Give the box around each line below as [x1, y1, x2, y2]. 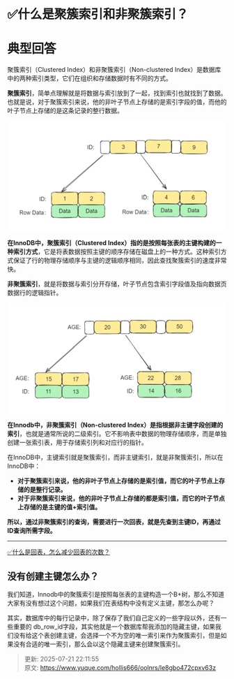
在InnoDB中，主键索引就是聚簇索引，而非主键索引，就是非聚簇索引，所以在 [7, 453, 224, 462]
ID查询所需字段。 [7, 527, 57, 535]
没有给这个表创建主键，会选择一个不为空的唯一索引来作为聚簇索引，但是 [13, 631, 221, 639]
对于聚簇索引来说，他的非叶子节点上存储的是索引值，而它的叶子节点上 [17, 476, 219, 485]
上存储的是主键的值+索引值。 [17, 503, 102, 511]
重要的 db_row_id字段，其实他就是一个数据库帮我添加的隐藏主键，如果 [13, 622, 216, 631]
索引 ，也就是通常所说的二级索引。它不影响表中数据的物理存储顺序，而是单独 [7, 430, 227, 438]
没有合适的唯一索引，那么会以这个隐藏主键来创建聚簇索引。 [13, 640, 185, 648]
